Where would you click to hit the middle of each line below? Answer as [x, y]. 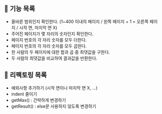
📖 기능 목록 [20, 9]
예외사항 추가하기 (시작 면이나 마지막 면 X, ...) [54, 88]
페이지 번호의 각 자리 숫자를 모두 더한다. [49, 40]
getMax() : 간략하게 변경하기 [39, 100]
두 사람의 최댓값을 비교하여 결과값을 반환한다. [54, 58]
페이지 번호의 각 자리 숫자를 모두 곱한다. [49, 46]
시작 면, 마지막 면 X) [38, 27]
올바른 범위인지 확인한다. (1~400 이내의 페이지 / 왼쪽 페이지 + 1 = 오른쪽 [80, 22]
